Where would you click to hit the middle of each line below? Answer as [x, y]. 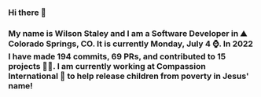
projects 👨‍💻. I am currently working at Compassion [107, 66]
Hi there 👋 [28, 13]
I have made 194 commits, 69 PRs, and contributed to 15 [117, 56]
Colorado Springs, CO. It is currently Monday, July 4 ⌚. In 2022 [131, 44]
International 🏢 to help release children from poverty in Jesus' [129, 76]
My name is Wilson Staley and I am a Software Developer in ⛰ [128, 33]
